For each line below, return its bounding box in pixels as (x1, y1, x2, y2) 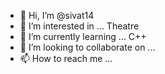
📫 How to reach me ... (19, 53, 113, 64)
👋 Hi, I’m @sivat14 (19, 10, 95, 21)
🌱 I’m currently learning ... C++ (19, 31, 147, 42)
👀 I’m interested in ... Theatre (19, 20, 140, 32)
